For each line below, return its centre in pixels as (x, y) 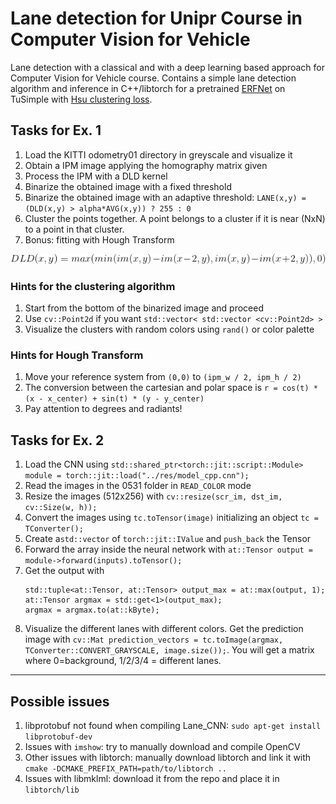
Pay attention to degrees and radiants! (103, 409)
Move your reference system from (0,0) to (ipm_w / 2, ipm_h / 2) (163, 377)
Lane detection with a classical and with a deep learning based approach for (167, 67)
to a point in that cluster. (74, 229)
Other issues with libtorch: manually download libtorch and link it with (168, 757)
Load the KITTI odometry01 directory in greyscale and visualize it (158, 154)
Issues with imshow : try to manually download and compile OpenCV (162, 746)
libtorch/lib (52, 790)
